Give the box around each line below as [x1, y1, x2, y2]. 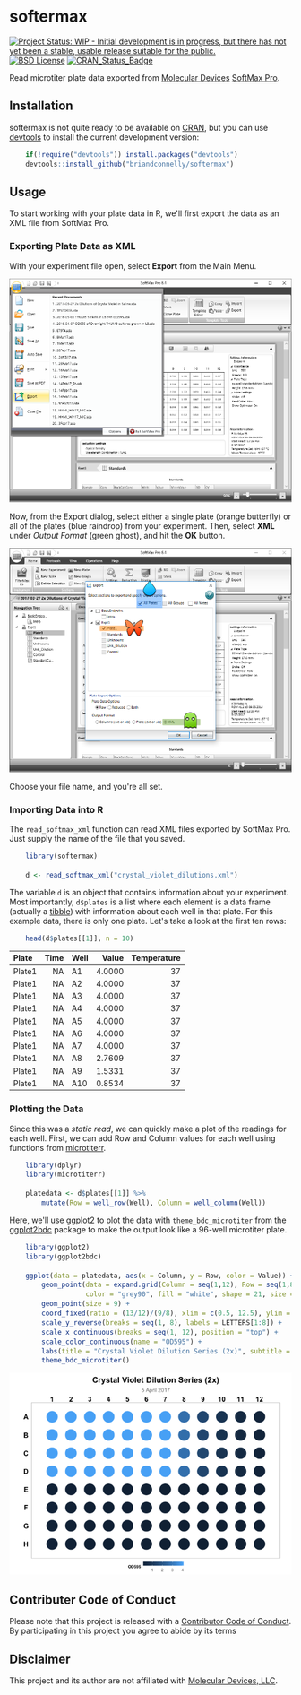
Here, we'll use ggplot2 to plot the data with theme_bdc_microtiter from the [9, 1215, 287, 1225]
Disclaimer [9, 1651, 71, 1666]
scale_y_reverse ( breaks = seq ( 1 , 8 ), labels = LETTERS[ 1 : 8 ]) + [41, 1318, 282, 1327]
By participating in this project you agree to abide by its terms [9, 1625, 237, 1637]
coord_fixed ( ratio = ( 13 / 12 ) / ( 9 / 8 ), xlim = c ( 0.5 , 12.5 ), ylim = [41, 1309, 291, 1319]
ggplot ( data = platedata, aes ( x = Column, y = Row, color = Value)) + [25, 1271, 295, 1280]
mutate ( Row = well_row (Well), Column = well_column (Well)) [41, 1198, 267, 1207]
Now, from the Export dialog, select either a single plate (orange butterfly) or [9, 511, 291, 522]
